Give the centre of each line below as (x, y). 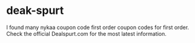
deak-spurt (35, 11)
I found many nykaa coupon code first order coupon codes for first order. (98, 27)
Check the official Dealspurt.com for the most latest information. (86, 33)
